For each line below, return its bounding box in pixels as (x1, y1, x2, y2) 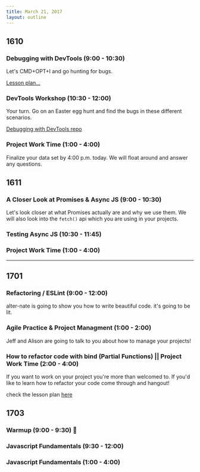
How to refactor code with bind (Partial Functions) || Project (6, 352, 182, 361)
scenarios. (6, 114, 32, 121)
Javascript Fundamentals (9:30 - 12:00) (6, 442, 124, 451)
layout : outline (6, 14, 46, 20)
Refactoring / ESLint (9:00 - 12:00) (6, 289, 108, 297)
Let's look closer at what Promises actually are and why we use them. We (6, 209, 186, 216)
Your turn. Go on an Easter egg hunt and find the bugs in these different (6, 108, 182, 115)
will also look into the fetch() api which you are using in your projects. (6, 215, 179, 222)
